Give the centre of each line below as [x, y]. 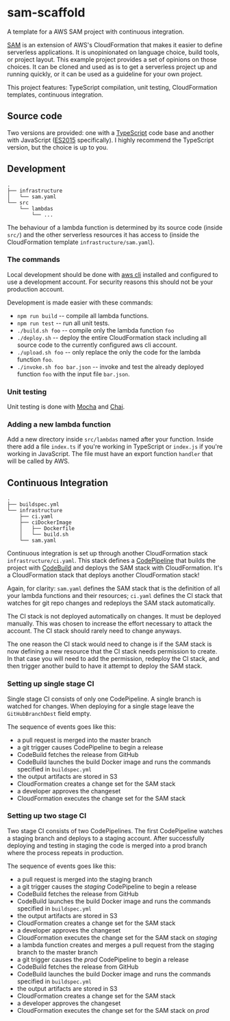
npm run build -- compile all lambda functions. [83, 315]
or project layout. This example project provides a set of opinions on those [112, 59]
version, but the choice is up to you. [57, 147]
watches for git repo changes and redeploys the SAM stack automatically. [111, 603]
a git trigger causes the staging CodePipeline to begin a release [107, 887]
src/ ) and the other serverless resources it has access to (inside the [103, 235]
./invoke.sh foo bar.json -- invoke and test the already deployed [110, 367]
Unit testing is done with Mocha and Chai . [66, 407]
